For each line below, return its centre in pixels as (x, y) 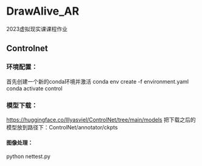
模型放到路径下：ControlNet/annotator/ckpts (62, 127)
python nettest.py (28, 156)
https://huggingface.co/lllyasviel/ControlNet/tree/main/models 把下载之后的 (101, 120)
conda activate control (34, 88)
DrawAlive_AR (43, 11)
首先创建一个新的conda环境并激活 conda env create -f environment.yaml (98, 81)
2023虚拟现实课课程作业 (37, 29)
